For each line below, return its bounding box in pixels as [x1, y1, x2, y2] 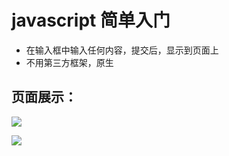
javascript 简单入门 [11, 9, 171, 32]
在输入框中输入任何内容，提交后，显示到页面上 [25, 44, 219, 56]
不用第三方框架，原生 [25, 56, 114, 68]
